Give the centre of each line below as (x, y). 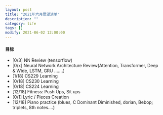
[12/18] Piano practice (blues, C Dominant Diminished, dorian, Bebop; (82, 102)
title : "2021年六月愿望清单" (33, 14)
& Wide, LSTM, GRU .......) (39, 71)
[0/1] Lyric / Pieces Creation (41, 97)
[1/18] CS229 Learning (35, 76)
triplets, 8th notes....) (34, 108)
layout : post (19, 10)
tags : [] (14, 28)
